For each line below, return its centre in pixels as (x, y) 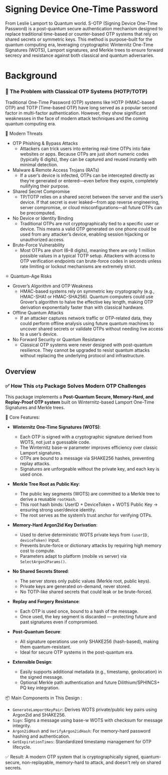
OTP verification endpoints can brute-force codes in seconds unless (91, 261)
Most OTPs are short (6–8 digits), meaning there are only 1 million (88, 250)
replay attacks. (35, 464)
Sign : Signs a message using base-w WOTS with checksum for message (88, 720)
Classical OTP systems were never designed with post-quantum (86, 345)
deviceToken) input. (40, 540)
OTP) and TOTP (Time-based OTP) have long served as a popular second (81, 108)
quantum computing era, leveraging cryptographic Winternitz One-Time (79, 44)
